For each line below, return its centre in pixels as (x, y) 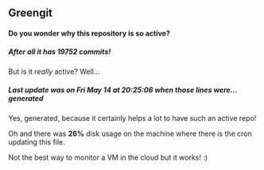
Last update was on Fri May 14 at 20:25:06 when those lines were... (123, 90)
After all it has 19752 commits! (60, 52)
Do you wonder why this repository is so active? (89, 33)
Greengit (31, 13)
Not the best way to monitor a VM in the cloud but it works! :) (108, 157)
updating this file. (37, 141)
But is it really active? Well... (54, 71)
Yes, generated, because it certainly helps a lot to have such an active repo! (132, 118)
